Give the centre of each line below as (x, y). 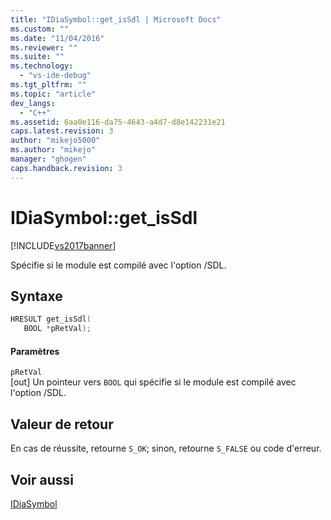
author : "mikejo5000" (55, 141)
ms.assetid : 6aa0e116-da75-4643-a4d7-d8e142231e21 (118, 122)
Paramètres (35, 351)
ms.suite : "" (37, 57)
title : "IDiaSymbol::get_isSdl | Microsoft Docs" (116, 19)
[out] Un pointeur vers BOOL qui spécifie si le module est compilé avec (153, 382)
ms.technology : (42, 66)
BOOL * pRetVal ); (57, 329)
